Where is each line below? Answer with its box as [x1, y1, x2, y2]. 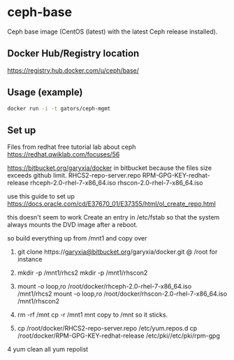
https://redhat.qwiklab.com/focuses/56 [7, 150, 120, 159]
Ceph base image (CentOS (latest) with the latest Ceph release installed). [7, 27, 218, 36]
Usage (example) [7, 87, 83, 99]
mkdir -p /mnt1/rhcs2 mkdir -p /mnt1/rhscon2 [17, 268, 148, 277]
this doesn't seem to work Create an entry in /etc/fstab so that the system [7, 213, 220, 222]
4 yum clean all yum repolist [7, 345, 89, 354]
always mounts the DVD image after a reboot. [7, 221, 138, 229]
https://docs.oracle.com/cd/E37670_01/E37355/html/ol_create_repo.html [7, 200, 217, 208]
